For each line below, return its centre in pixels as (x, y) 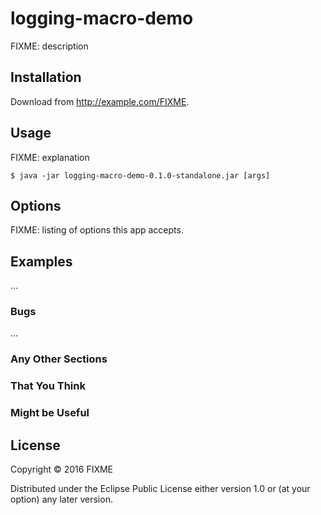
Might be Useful (50, 413)
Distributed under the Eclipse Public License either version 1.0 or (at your (160, 489)
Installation (46, 77)
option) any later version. (61, 499)
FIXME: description (49, 46)
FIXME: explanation (50, 157)
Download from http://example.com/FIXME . (100, 101)
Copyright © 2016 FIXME (62, 469)
